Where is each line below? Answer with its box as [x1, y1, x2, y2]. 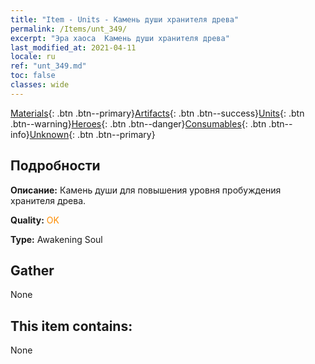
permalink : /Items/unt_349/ [10, 24, 128, 34]
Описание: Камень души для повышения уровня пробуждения [10, 184, 282, 196]
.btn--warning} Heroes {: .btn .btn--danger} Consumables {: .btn [10, 117, 267, 130]
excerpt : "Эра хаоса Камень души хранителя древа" [10, 33, 230, 43]
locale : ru [10, 52, 56, 62]
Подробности [10, 157, 101, 175]
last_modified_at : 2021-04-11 [10, 42, 137, 53]
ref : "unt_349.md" [10, 61, 87, 71]
